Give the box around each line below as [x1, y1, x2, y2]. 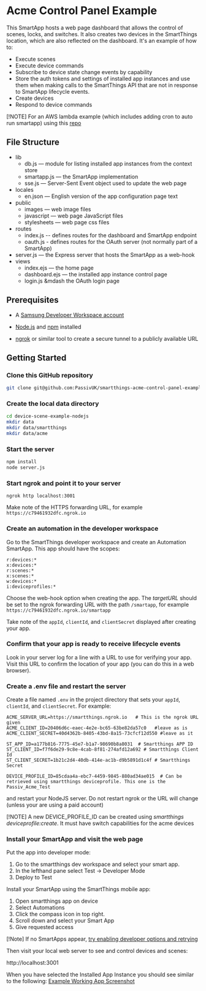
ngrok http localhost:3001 [6, 493, 75, 499]
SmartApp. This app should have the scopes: [6, 545, 120, 552]
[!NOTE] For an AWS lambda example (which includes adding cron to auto [6, 113, 193, 120]
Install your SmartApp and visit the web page [6, 835, 143, 843]
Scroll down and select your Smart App [15, 917, 115, 924]
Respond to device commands [15, 101, 93, 108]
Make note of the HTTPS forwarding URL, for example [6, 504, 143, 511]
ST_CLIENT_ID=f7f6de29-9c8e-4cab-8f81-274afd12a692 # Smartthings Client [6, 746, 199, 753]
